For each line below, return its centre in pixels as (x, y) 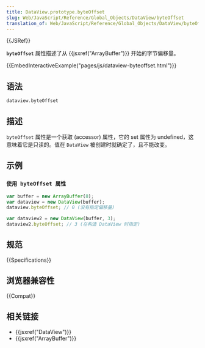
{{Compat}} (21, 296)
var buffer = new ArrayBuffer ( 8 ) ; (50, 196)
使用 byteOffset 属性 (36, 184)
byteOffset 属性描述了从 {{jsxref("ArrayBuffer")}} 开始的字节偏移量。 (93, 53)
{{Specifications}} (29, 260)
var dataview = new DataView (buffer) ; (56, 202)
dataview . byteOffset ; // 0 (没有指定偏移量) (60, 208)
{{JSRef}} (18, 41)
